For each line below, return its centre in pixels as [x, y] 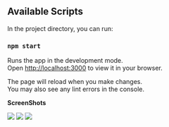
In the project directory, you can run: [60, 28]
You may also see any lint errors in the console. [76, 89]
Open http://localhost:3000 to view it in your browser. [85, 68]
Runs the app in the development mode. [65, 61]
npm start [24, 46]
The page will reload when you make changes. [75, 82]
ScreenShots [27, 103]
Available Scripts [45, 12]
